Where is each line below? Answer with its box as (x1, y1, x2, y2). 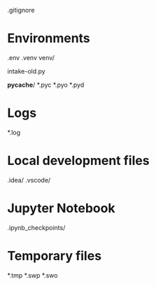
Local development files (7, 153, 150, 169)
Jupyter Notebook (7, 201, 115, 216)
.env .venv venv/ (7, 53, 55, 62)
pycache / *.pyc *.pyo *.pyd (7, 80, 85, 89)
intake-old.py (7, 66, 45, 76)
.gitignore (7, 6, 35, 14)
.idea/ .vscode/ (7, 176, 51, 184)
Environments (7, 31, 91, 46)
